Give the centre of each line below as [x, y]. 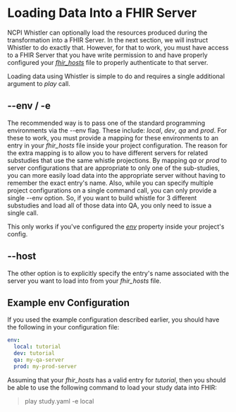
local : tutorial [37, 347]
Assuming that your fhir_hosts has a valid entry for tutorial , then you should [117, 380]
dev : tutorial [34, 353]
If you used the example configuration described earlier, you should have [113, 320]
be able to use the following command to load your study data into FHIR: [112, 387]
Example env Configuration [69, 302]
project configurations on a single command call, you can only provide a [112, 190]
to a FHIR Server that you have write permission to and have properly [107, 55]
